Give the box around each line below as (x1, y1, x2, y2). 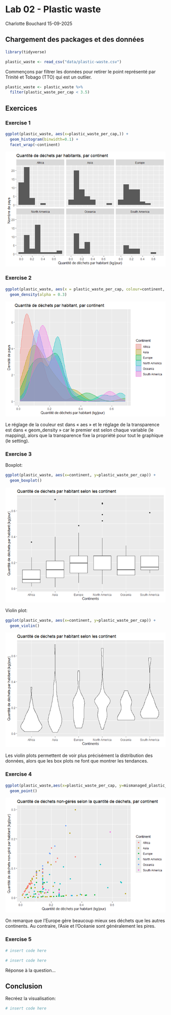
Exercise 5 (5, 936, 32, 943)
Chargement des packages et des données (5, 35, 145, 44)
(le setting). (5, 438, 30, 444)
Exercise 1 (5, 119, 31, 126)
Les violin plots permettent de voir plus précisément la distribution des (5, 752, 153, 758)
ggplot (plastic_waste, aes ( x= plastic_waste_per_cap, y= (5, 783, 124, 788)
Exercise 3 (5, 450, 32, 458)
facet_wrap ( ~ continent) (10, 142, 60, 147)
